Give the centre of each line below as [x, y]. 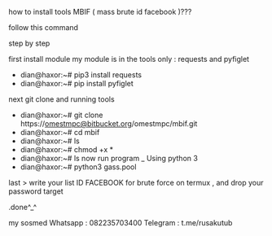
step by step [29, 43]
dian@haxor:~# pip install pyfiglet [77, 83]
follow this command [44, 27]
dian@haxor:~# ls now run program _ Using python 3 [109, 158]
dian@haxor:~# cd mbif [60, 132]
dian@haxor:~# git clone [61, 115]
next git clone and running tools [62, 99]
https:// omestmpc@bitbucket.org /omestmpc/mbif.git [109, 124]
